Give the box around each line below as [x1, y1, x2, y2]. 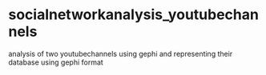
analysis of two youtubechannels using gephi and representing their [8, 49, 233, 58]
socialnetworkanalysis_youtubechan [8, 6, 259, 24]
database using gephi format [8, 57, 104, 67]
